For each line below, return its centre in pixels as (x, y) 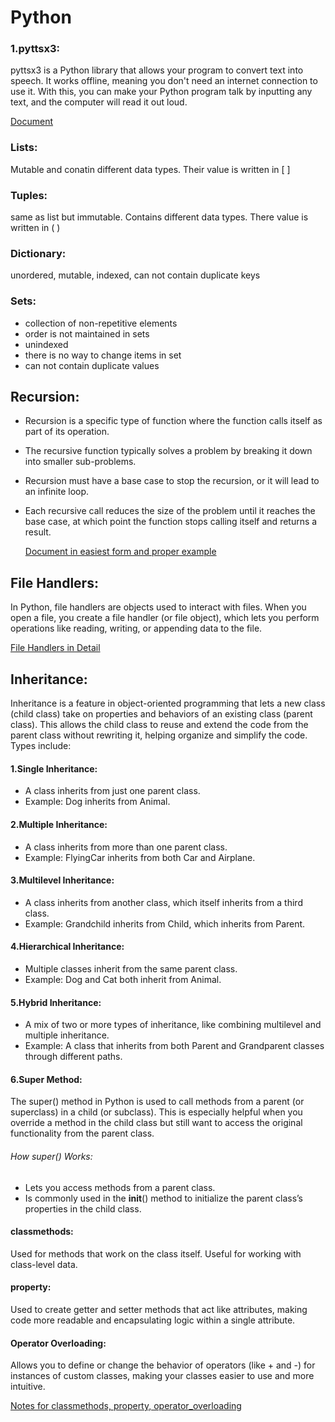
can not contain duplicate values (92, 365)
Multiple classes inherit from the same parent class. (131, 968)
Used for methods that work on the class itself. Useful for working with (156, 1253)
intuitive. (28, 1387)
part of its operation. (67, 432)
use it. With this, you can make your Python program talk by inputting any (161, 92)
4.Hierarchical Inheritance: (67, 947)
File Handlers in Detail (55, 648)
